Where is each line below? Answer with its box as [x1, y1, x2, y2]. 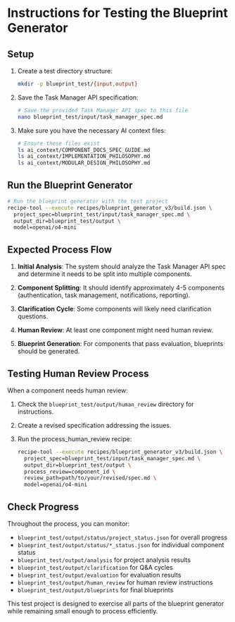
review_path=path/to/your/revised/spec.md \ [24, 474, 157, 482]
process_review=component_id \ [24, 468, 116, 475]
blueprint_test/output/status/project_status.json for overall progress [17, 533, 228, 542]
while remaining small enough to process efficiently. [7, 607, 158, 615]
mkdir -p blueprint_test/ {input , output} [17, 80, 138, 88]
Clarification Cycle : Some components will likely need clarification [17, 305, 212, 313]
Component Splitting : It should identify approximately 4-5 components [17, 284, 225, 292]
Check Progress [7, 501, 80, 513]
